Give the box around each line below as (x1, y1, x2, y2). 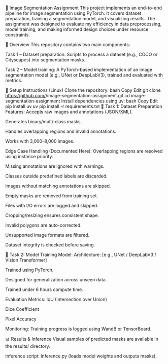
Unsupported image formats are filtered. (5, 232, 90, 238)
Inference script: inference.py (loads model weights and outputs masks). (5, 353, 157, 359)
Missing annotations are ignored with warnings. (5, 163, 105, 169)
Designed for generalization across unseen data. (5, 277, 107, 282)
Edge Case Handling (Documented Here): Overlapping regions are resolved (5, 148, 163, 154)
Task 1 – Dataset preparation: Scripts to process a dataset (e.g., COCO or (5, 51, 158, 57)
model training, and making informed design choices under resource (5, 26, 149, 32)
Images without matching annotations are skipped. (5, 183, 111, 189)
